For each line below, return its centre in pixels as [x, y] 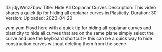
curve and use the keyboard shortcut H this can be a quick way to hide [79, 38]
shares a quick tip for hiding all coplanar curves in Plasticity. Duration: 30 [81, 13]
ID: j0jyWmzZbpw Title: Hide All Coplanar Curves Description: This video [81, 7]
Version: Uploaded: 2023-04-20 [39, 18]
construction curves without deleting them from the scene [66, 44]
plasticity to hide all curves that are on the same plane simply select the [79, 33]
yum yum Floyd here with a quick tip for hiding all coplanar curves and [78, 28]
